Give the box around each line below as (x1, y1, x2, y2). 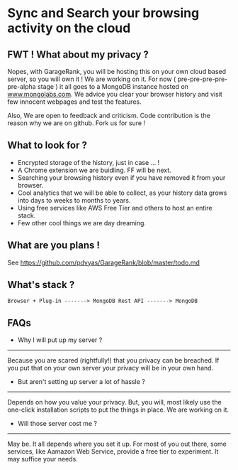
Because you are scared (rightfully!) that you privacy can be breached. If (7, 356, 220, 365)
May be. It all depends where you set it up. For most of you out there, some (7, 439, 227, 449)
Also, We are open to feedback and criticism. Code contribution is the (7, 112, 210, 119)
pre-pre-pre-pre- (177, 75, 228, 83)
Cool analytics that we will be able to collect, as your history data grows (17, 188, 227, 197)
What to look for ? (7, 139, 87, 151)
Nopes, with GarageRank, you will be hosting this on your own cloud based (7, 68, 227, 75)
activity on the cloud (7, 20, 131, 36)
